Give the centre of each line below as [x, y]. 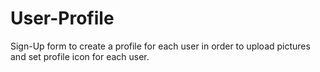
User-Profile [62, 18]
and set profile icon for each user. [80, 56]
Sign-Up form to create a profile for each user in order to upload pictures [160, 46]
